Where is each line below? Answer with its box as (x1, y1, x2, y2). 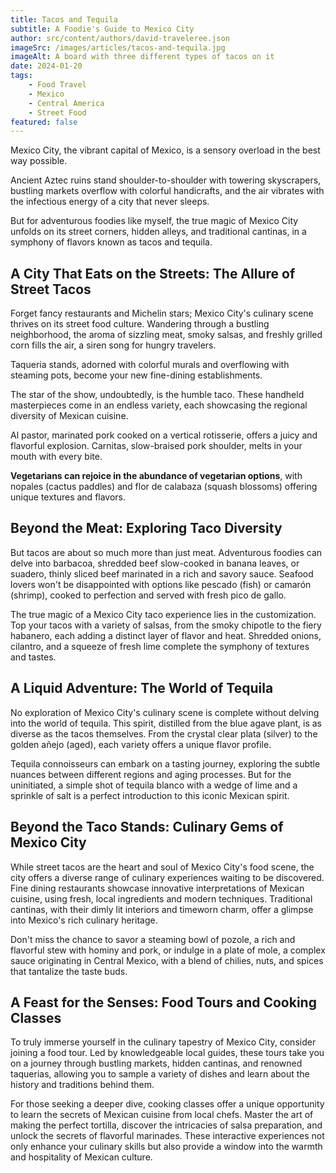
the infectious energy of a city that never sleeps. (10, 196, 210, 208)
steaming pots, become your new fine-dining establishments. (10, 369, 263, 381)
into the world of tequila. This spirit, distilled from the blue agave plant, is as (10, 717, 323, 729)
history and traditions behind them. (10, 1079, 155, 1091)
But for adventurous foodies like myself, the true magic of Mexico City (10, 215, 299, 227)
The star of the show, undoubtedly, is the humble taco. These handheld (10, 389, 305, 401)
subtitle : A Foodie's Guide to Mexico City (10, 24, 195, 34)
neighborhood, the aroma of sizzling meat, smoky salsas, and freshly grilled (10, 329, 323, 341)
